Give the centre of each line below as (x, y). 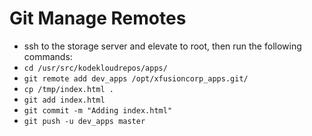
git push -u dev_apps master (84, 121)
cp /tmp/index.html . (68, 89)
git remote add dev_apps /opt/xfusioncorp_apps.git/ (136, 78)
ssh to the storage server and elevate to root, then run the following (162, 46)
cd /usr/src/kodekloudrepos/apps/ (95, 68)
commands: (48, 56)
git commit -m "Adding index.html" (98, 110)
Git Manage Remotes (98, 18)
